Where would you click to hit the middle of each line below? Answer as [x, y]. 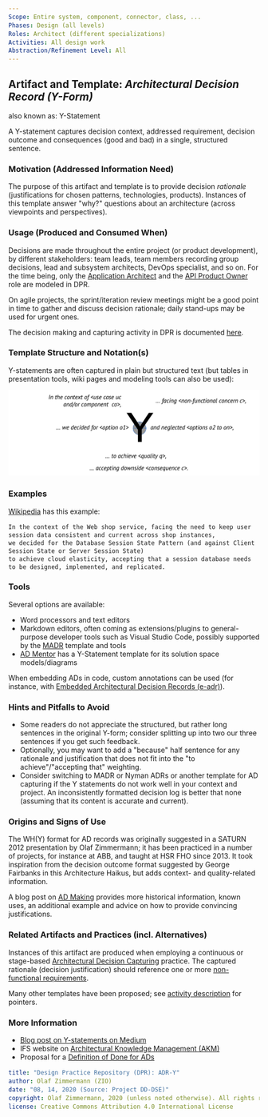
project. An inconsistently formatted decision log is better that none [130, 793]
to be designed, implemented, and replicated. [87, 567]
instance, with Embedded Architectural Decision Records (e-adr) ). [116, 686]
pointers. [23, 1002]
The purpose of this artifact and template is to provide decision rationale [127, 186]
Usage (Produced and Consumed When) [88, 233]
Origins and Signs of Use [57, 822]
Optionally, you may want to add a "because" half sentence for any [130, 750]
